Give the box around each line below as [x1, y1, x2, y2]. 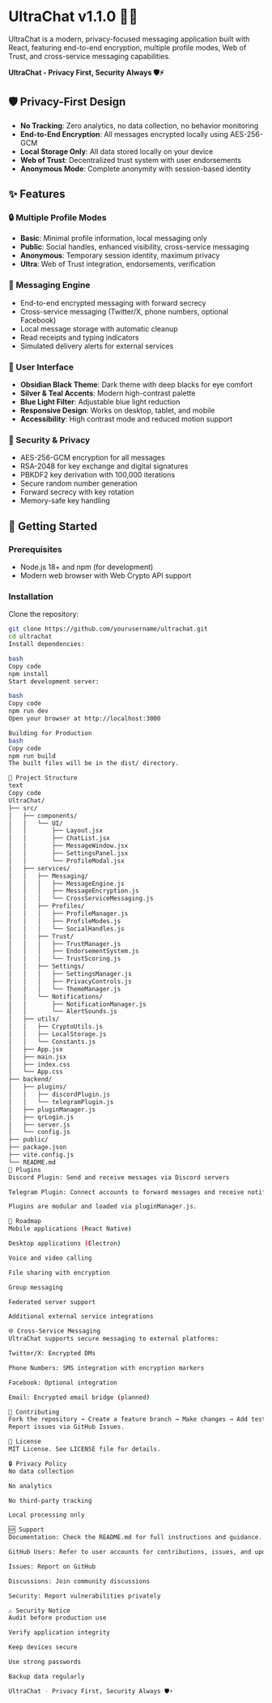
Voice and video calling [8, 1254, 92, 1262]
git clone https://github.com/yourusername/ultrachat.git [8, 625, 208, 633]
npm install [8, 670, 49, 678]
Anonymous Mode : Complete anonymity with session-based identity [19, 164, 251, 173]
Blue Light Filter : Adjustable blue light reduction [19, 397, 181, 407]
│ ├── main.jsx [8, 1053, 67, 1061]
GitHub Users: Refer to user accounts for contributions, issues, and [8, 1548, 252, 1556]
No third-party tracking [8, 1496, 92, 1504]
